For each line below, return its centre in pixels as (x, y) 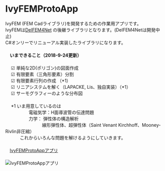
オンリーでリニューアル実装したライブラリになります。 (69, 42)
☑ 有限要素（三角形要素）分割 (43, 74)
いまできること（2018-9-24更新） (46, 55)
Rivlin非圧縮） (20, 131)
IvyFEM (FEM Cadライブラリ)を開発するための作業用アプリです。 (73, 23)
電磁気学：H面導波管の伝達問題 (61, 112)
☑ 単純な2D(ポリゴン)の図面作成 (45, 68)
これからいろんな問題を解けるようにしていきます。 (73, 138)
